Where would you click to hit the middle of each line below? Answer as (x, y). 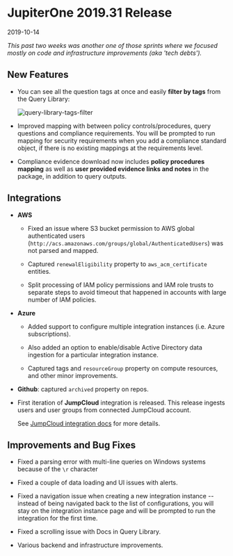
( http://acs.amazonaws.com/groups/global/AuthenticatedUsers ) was (126, 243)
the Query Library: (43, 99)
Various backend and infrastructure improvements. (90, 545)
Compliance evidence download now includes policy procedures (111, 161)
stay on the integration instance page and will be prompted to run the (116, 511)
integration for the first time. (57, 518)
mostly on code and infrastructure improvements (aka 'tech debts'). (105, 53)
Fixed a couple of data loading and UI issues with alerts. (98, 483)
